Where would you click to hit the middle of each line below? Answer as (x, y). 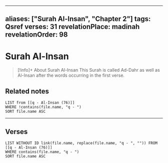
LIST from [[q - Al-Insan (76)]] (40, 103)
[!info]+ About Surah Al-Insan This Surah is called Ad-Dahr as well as (88, 70)
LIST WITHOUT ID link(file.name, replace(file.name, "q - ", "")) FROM (81, 143)
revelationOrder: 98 (36, 35)
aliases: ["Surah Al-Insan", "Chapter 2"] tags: (78, 19)
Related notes (27, 91)
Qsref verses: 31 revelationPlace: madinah (72, 27)
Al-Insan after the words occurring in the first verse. (71, 75)
